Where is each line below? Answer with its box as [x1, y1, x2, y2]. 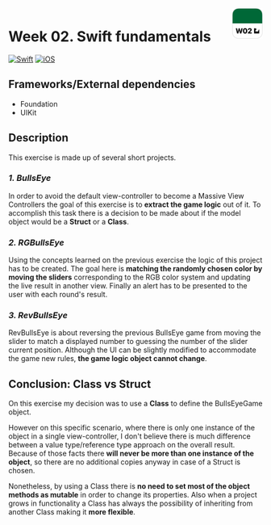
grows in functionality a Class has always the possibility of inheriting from [8, 498, 253, 508]
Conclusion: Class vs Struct [8, 377, 152, 391]
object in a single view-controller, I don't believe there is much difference [8, 431, 252, 441]
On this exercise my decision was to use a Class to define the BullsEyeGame [8, 399, 263, 409]
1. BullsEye [8, 173, 52, 184]
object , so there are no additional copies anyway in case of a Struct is [8, 457, 240, 467]
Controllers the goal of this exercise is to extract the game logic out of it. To [8, 199, 261, 209]
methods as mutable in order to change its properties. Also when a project [8, 490, 258, 500]
